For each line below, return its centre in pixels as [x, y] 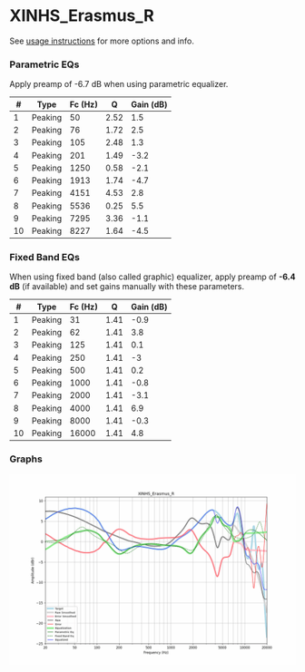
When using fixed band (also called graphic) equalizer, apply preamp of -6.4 [153, 277]
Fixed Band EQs [44, 257]
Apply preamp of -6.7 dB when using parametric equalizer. [119, 84]
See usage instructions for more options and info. [102, 41]
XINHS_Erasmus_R [82, 16]
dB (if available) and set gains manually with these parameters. [127, 287]
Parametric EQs [44, 64]
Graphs [26, 459]
